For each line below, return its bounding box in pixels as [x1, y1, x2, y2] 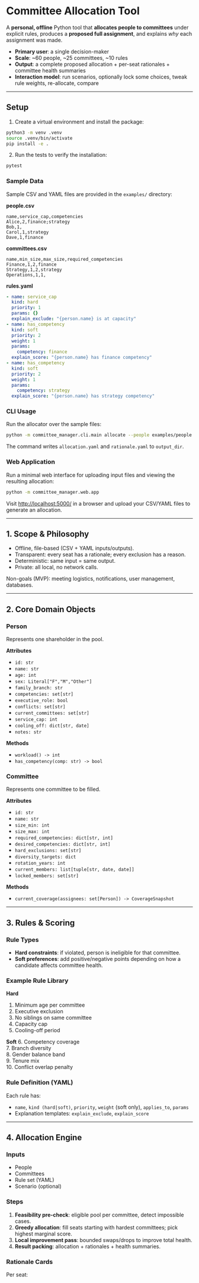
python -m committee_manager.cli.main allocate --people [6, 432, 150, 438]
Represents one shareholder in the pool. [6, 636, 104, 643]
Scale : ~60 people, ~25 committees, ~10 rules [14, 54, 129, 61]
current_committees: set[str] [14, 710, 90, 717]
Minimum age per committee [14, 1001, 85, 1008]
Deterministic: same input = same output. [14, 557, 115, 565]
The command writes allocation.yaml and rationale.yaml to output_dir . [6, 443, 184, 450]
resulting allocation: [6, 477, 54, 485]
